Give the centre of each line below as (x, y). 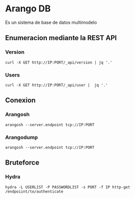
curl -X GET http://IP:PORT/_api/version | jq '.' (59, 63)
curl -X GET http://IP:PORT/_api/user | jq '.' (57, 85)
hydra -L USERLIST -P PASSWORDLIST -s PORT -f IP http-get (68, 187)
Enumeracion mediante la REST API (61, 38)
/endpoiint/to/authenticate (34, 192)
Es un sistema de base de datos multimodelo (51, 22)
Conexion (20, 100)
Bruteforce (22, 163)
